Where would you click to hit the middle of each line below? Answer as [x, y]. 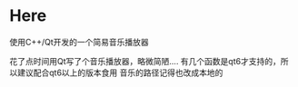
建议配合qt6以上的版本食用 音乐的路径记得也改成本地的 [120, 72]
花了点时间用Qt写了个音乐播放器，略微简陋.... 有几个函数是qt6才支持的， [145, 61]
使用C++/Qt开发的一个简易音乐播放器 [79, 42]
